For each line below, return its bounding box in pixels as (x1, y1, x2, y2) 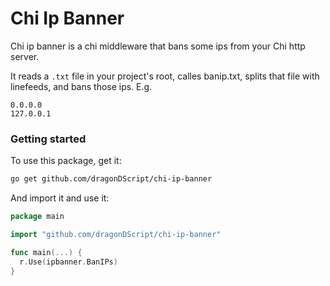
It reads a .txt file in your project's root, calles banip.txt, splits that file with (10, 70, 320, 82)
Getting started (10, 132, 87, 146)
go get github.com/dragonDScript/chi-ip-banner (10, 174, 213, 184)
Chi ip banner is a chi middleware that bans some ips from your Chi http (10, 40, 306, 52)
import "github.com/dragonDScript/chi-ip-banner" (10, 229, 222, 239)
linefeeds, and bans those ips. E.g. (10, 80, 153, 92)
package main (10, 212, 65, 222)
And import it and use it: (10, 192, 110, 204)
